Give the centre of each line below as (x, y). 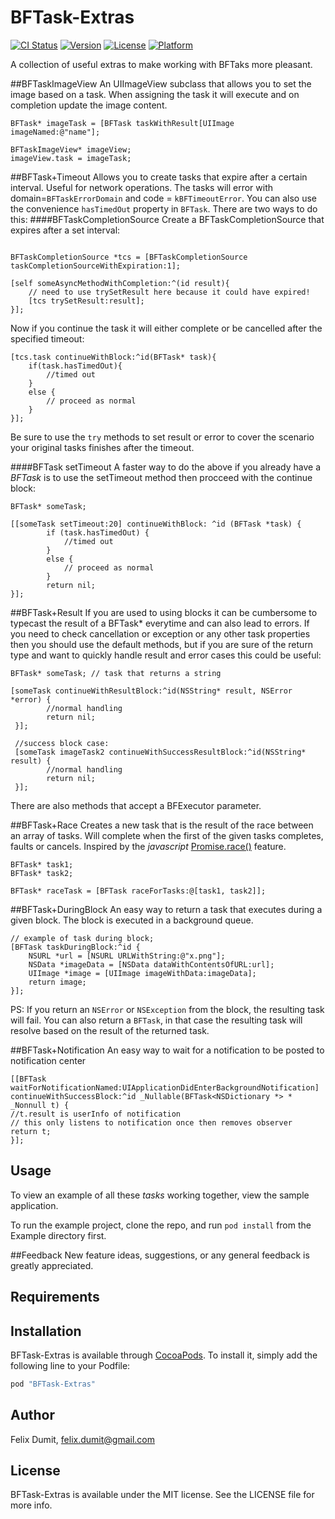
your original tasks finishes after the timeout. (102, 447)
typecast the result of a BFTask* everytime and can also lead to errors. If (160, 623)
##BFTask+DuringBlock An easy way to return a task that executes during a (166, 909)
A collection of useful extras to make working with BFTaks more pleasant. (161, 64)
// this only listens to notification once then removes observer (151, 1122)
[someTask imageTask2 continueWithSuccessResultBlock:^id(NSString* (160, 752)
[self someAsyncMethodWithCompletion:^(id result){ (120, 283)
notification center (48, 1060)
